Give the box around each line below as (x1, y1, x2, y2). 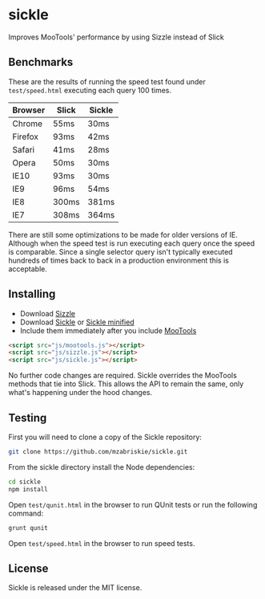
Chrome (12, 118, 42, 129)
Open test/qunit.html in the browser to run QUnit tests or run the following (8, 499, 258, 509)
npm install (8, 485, 48, 493)
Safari (12, 144, 34, 155)
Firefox (12, 131, 38, 142)
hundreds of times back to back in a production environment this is (8, 255, 230, 265)
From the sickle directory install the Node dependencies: (8, 462, 195, 471)
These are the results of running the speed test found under (8, 76, 206, 86)
